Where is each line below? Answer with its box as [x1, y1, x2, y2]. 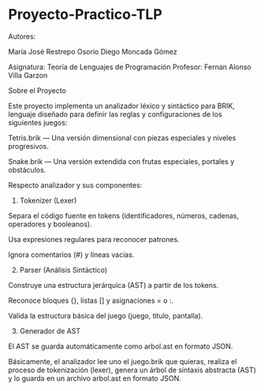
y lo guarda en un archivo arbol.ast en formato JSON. [8, 373, 181, 383]
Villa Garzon [8, 70, 48, 80]
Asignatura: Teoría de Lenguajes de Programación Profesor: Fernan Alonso [8, 61, 252, 72]
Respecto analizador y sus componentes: [8, 180, 143, 190]
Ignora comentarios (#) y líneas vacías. [8, 250, 135, 259]
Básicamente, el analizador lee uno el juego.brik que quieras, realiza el [8, 356, 237, 366]
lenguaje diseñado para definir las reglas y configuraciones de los [8, 109, 222, 119]
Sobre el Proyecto [8, 85, 67, 95]
